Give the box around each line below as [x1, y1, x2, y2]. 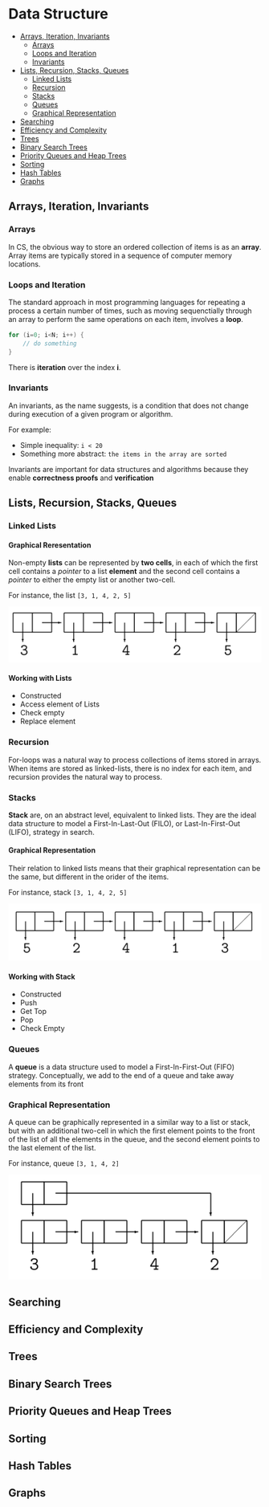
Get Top [19, 1007, 47, 1016]
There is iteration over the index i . [8, 362, 121, 372]
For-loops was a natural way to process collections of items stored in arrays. [8, 755, 262, 764]
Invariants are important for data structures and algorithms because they [8, 464, 249, 474]
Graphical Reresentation [8, 540, 92, 550]
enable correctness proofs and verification [8, 473, 154, 483]
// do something [22, 339, 78, 348]
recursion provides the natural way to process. [8, 772, 163, 781]
